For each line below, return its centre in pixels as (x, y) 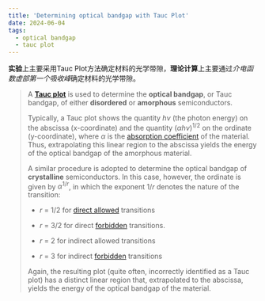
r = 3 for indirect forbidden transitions (101, 256)
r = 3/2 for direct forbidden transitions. (102, 226)
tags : (17, 30)
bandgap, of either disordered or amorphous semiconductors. (130, 103)
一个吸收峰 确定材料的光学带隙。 (87, 78)
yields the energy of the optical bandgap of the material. (119, 288)
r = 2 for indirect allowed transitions (97, 241)
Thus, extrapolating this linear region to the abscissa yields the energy (142, 144)
